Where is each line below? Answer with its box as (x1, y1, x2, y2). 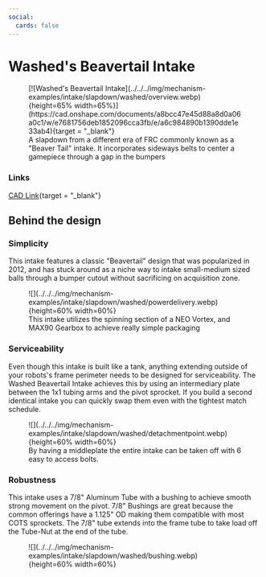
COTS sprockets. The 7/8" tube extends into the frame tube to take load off (8, 518, 258, 528)
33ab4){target (28, 126, 76, 136)
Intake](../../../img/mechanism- (104, 84, 207, 93)
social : (8, 13, 35, 21)
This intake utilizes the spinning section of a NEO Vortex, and (28, 315, 231, 324)
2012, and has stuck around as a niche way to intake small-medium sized (8, 265, 251, 274)
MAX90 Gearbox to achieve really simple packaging (28, 323, 201, 333)
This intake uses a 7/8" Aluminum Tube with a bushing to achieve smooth (8, 493, 252, 502)
